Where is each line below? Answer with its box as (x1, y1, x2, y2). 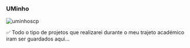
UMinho (6, 5, 29, 13)
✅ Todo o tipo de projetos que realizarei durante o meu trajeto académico (6, 29, 185, 36)
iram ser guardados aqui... (6, 35, 70, 42)
